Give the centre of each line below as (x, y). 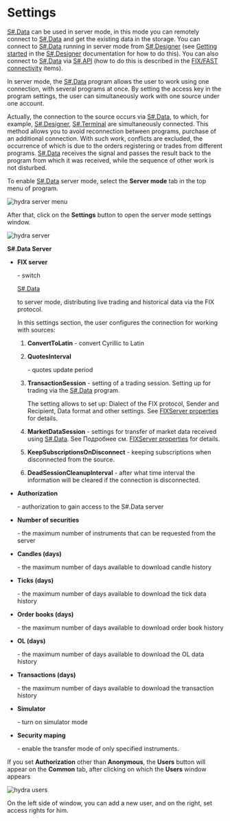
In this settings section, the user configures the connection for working (117, 322)
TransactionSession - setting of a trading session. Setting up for (119, 383)
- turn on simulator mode (52, 721)
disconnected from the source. (71, 459)
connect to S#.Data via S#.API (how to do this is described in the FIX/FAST (113, 60)
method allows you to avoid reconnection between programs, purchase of (112, 131)
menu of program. (33, 188)
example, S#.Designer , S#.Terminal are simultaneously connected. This (108, 124)
